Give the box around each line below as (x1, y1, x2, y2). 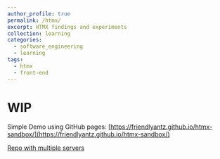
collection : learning (7, 30, 71, 37)
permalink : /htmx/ (7, 17, 61, 24)
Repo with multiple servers (7, 144, 85, 152)
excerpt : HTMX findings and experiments (7, 23, 128, 30)
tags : (7, 56, 23, 63)
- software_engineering (13, 43, 83, 50)
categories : (7, 37, 42, 44)
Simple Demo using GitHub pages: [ (7, 122, 111, 131)
